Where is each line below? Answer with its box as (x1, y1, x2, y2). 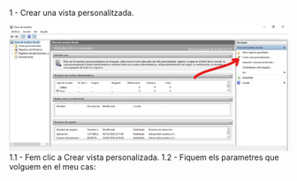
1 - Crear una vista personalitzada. (9, 8, 134, 18)
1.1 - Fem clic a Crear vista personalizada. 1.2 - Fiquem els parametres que (9, 152, 280, 162)
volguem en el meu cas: (9, 161, 96, 171)
